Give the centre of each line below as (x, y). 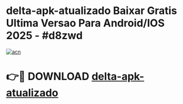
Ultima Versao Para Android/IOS (85, 23)
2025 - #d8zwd (44, 36)
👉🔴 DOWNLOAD (48, 77)
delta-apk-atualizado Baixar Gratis (91, 11)
